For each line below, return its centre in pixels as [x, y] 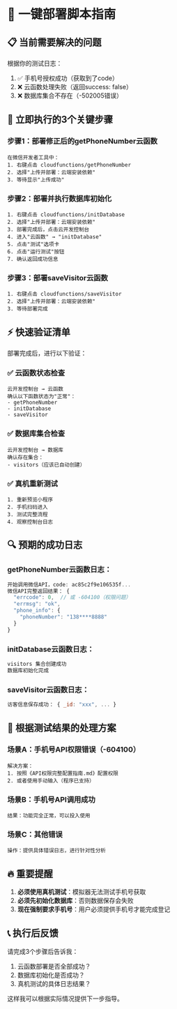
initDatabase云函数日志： [51, 649]
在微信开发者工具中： [33, 158]
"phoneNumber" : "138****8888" [64, 617]
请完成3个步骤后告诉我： [43, 951]
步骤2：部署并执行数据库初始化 [60, 198]
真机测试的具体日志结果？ [54, 983]
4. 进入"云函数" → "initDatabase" [55, 237]
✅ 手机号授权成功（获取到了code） [68, 78]
